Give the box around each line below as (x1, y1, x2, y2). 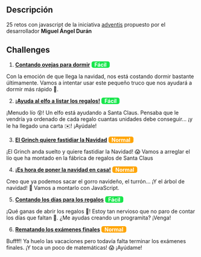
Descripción (6, 5, 53, 15)
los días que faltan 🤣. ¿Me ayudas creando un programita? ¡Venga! (6, 214, 171, 221)
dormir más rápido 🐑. (6, 85, 59, 93)
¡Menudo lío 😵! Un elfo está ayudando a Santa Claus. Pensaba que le (6, 109, 179, 116)
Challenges (6, 45, 50, 55)
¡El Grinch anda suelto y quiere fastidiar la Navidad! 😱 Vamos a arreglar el (6, 148, 190, 155)
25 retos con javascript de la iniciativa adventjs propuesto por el (6, 21, 166, 28)
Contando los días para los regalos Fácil (14, 196, 121, 203)
